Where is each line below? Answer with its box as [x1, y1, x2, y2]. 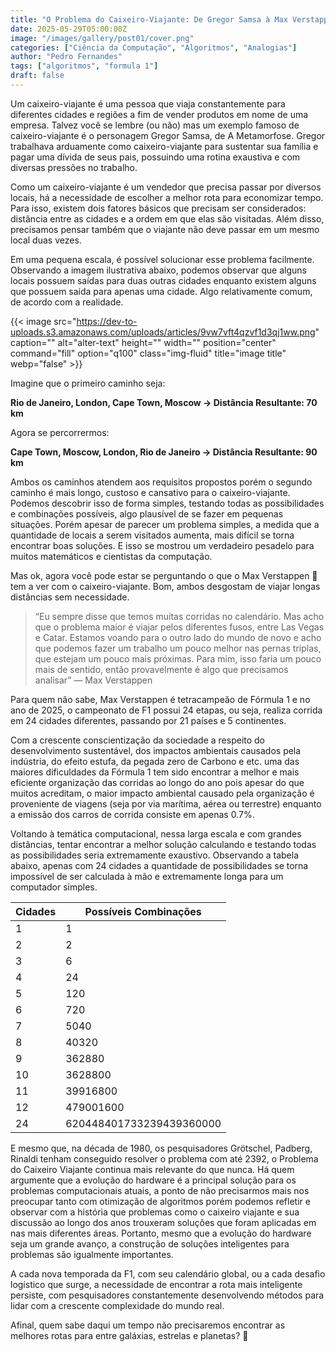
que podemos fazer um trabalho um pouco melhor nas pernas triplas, [34, 642, 322, 654]
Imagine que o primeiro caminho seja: [10, 377, 166, 389]
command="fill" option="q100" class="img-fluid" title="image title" [10, 347, 287, 359]
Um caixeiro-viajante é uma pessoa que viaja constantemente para [10, 97, 286, 110]
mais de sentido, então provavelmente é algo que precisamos [34, 663, 289, 675]
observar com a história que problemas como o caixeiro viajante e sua [10, 1206, 300, 1218]
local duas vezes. [10, 234, 82, 246]
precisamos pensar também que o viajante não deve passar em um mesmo [10, 223, 320, 235]
